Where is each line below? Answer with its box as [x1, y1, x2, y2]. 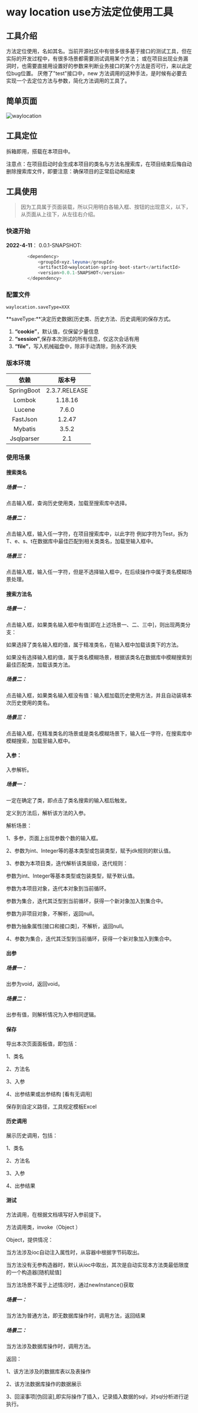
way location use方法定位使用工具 [6, 5, 174, 19]
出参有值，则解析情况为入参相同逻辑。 [6, 1011, 99, 1018]
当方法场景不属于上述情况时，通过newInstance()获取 [6, 1281, 134, 1288]
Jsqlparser [9, 434, 40, 443]
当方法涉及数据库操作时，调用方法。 [6, 1343, 94, 1350]
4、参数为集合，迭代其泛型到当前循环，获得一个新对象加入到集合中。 [6, 935, 175, 942]
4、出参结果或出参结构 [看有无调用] [6, 1090, 93, 1098]
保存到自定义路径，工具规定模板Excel [6, 1103, 97, 1110]
